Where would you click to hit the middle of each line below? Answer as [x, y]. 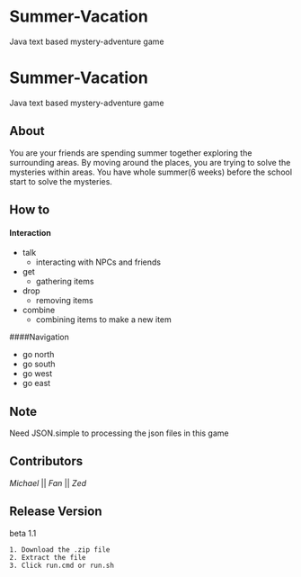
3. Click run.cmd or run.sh [62, 565]
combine [39, 310]
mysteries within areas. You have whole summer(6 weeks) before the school [151, 172]
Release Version [56, 512]
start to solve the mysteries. [61, 181]
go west [37, 374]
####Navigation [40, 337]
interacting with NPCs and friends [98, 262]
